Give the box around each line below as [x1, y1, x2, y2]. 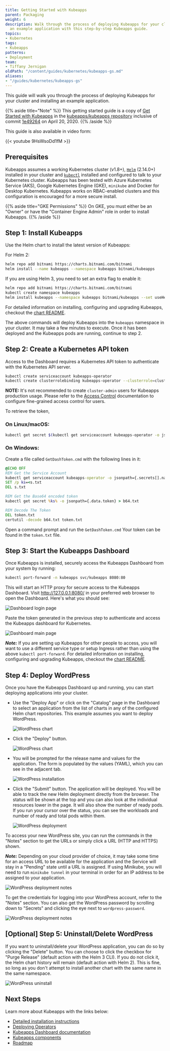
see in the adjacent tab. [12, 766, 62, 772]
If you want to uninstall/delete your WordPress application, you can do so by [5, 943, 164, 949]
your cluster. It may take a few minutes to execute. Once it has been [5, 325, 147, 331]
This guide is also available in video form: [5, 128, 92, 134]
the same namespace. [5, 970, 52, 976]
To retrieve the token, [5, 408, 50, 414]
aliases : [5, 74, 24, 79]
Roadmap [12, 1040, 33, 1046]
